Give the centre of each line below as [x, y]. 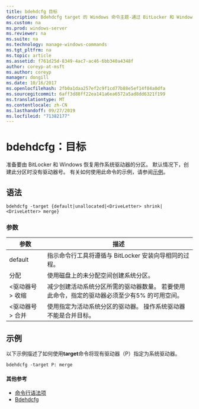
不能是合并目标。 [71, 316]
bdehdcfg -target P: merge [39, 365]
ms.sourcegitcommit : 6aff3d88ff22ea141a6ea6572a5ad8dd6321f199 [86, 94]
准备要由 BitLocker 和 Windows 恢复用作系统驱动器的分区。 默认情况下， [95, 165]
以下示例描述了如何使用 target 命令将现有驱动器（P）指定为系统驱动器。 [93, 354]
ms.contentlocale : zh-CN [37, 105]
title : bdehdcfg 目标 [32, 12]
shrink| [153, 206]
